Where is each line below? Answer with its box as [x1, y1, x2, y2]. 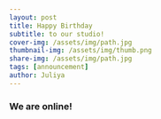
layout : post [9, 12, 57, 22]
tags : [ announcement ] [9, 63, 89, 72]
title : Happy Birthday [9, 21, 93, 30]
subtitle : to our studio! [9, 29, 104, 38]
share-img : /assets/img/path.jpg [9, 54, 133, 63]
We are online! [9, 99, 73, 112]
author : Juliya [9, 71, 65, 80]
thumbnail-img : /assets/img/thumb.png [9, 46, 152, 55]
